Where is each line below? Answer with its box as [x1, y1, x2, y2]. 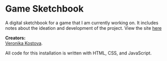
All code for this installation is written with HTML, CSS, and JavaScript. [5, 50, 152, 56]
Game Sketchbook [5, 3, 84, 15]
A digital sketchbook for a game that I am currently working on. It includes [5, 20, 158, 26]
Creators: [5, 35, 26, 41]
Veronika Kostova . [5, 40, 43, 46]
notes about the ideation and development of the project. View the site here [5, 25, 162, 31]
